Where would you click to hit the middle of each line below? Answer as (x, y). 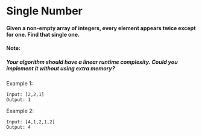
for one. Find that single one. (43, 34)
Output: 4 (19, 128)
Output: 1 (19, 100)
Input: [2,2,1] (25, 94)
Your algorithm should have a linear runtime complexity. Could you (92, 62)
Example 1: (20, 84)
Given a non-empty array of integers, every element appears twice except (101, 28)
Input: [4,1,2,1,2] (31, 122)
